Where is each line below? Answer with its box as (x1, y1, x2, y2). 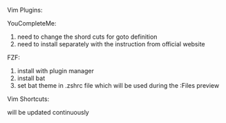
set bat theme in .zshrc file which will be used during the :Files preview (17, 82, 220, 89)
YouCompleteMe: (7, 19, 57, 27)
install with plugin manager (17, 67, 95, 75)
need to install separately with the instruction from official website (17, 40, 205, 48)
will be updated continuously (7, 108, 90, 116)
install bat (17, 74, 46, 82)
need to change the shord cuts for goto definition (17, 32, 158, 41)
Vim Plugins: (7, 6, 43, 14)
